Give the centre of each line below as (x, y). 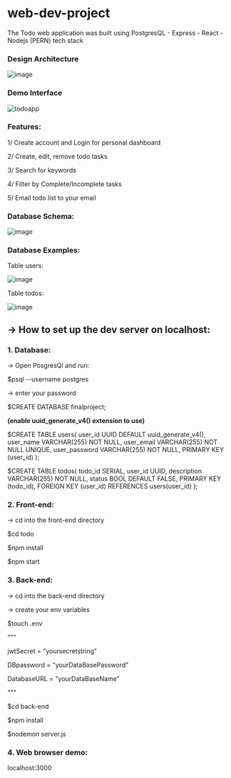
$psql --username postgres (48, 379)
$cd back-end (28, 706)
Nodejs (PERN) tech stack (45, 40)
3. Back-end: (30, 580)
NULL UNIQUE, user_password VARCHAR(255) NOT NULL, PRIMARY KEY (116, 450)
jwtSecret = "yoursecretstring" (52, 651)
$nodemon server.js (37, 734)
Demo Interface (35, 93)
